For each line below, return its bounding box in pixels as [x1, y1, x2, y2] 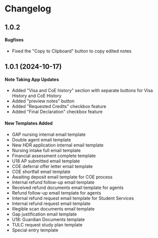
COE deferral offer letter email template [11, 163, 93, 169]
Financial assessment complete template [11, 152, 96, 158]
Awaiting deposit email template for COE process [11, 173, 113, 180]
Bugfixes [4, 37, 24, 43]
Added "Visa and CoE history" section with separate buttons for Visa [11, 87, 153, 93]
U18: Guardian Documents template [11, 216, 85, 222]
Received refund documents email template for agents [11, 184, 124, 190]
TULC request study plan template [11, 221, 83, 227]
